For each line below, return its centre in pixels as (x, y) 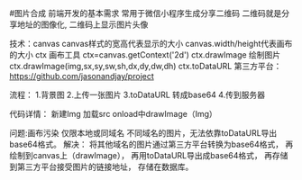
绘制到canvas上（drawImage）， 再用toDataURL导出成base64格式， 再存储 (149, 155)
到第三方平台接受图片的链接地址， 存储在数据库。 (101, 166)
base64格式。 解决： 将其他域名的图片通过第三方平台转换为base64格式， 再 (151, 144)
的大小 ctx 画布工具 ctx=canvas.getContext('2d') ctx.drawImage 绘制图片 (145, 55)
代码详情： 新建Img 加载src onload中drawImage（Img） (114, 114)
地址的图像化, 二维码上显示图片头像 (82, 24)
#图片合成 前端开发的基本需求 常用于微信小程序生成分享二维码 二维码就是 (146, 13)
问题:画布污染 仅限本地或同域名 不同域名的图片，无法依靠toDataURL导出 (143, 133)
